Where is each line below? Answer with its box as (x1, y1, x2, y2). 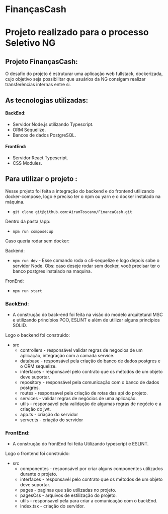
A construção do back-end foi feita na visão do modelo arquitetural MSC (12, 311, 163, 318)
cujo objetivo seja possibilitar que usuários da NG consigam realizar (5, 76, 146, 82)
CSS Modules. (12, 160, 42, 166)
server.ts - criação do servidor (20, 417, 83, 423)
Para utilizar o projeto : (5, 175, 78, 183)
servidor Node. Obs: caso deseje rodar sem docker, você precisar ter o (12, 263, 160, 269)
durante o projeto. (20, 471, 58, 477)
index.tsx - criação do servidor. (20, 503, 85, 509)
